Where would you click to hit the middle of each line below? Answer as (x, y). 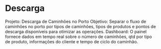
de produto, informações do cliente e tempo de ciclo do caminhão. (72, 41)
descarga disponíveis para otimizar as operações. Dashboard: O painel (76, 31)
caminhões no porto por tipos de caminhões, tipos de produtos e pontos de (80, 26)
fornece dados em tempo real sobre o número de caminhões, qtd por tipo (79, 37)
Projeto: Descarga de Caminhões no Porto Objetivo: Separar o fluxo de (76, 21)
